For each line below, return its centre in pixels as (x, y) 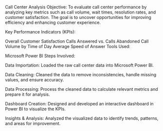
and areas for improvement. (33, 123)
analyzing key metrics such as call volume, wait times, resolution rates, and (81, 12)
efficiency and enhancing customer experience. (53, 22)
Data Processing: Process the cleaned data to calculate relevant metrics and (81, 89)
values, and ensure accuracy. (35, 80)
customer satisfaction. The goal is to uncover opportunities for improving (78, 17)
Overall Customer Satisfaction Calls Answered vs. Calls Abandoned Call (77, 41)
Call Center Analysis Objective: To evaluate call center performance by (76, 7)
